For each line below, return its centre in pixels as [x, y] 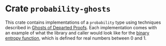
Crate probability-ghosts [58, 9]
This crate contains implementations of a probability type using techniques [83, 22]
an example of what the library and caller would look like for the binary [77, 33]
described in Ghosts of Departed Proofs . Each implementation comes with [81, 27]
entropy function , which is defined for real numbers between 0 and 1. [76, 38]
